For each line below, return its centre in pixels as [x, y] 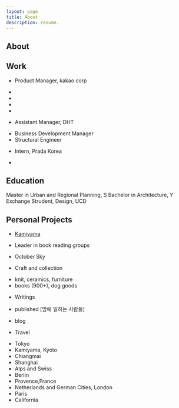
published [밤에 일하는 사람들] [50, 309]
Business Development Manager [54, 133]
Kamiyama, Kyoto [36, 350]
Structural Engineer [38, 139]
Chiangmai [28, 356]
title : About [22, 17]
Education [25, 181]
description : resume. [33, 22]
